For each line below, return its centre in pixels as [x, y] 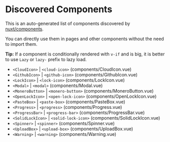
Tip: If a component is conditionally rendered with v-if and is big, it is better [85, 54]
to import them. [21, 44]
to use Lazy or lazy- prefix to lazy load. [46, 59]
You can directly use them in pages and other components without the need [84, 39]
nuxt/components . [25, 29]
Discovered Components [59, 9]
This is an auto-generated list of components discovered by [68, 23]
